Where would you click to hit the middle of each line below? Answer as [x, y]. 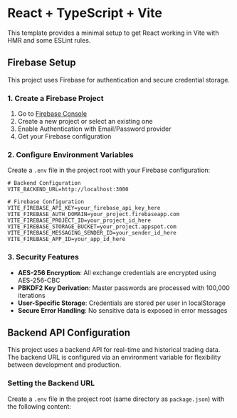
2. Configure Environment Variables [70, 154]
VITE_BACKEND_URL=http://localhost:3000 [68, 190]
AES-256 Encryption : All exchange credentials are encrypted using [117, 272]
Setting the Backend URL [51, 383]
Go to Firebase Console [52, 114]
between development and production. [64, 365]
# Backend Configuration [44, 183]
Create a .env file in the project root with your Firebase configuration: [109, 170]
